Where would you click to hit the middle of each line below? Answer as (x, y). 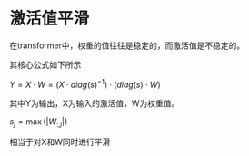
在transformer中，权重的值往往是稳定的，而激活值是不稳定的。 (127, 45)
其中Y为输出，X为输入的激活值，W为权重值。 (95, 103)
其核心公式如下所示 (45, 64)
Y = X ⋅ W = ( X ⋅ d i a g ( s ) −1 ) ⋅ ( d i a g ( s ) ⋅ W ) (85, 83)
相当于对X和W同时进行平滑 (60, 142)
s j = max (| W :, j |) (39, 122)
